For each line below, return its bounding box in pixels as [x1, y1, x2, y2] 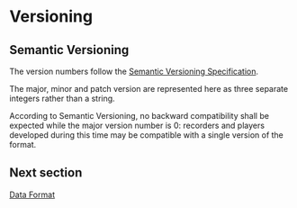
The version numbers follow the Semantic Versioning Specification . [9, 66, 259, 77]
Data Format [9, 189, 56, 200]
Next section [9, 165, 83, 181]
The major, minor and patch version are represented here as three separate [9, 84, 289, 94]
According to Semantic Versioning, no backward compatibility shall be [9, 111, 270, 121]
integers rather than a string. [9, 93, 115, 104]
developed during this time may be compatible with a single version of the [9, 130, 283, 140]
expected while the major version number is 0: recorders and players [9, 120, 265, 131]
